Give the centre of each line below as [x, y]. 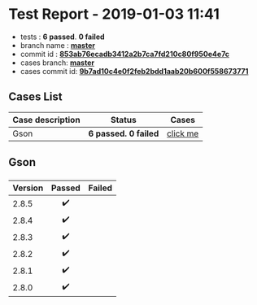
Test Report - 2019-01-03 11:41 [114, 14]
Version [28, 188]
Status [123, 120]
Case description [46, 120]
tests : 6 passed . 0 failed [62, 37]
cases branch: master [57, 63]
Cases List [35, 97]
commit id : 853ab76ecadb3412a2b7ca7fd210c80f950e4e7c [125, 54]
